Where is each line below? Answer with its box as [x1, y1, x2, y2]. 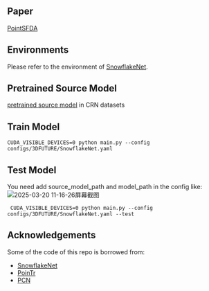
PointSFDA [7, 24, 38, 32]
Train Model [7, 121, 60, 132]
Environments [7, 44, 69, 56]
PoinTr [17, 268, 36, 276]
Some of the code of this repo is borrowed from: [7, 247, 145, 256]
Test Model [7, 164, 57, 176]
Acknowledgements [7, 229, 96, 241]
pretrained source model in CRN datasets [7, 100, 125, 109]
